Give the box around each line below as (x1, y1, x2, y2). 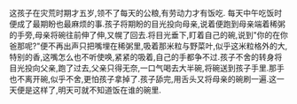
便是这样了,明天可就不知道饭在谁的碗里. (16, 85, 162, 95)
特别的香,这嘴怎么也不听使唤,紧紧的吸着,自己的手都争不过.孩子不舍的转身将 (9, 52, 283, 62)
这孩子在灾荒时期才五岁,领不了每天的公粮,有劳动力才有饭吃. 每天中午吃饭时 (9, 8, 283, 18)
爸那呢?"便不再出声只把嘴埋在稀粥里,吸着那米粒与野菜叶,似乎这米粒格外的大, (9, 41, 288, 51)
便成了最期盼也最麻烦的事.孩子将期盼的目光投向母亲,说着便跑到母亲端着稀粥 (9, 19, 286, 29)
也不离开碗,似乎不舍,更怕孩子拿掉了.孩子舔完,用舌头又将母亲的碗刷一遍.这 (9, 74, 277, 84)
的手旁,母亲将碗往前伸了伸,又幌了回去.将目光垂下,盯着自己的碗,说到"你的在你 (9, 30, 288, 40)
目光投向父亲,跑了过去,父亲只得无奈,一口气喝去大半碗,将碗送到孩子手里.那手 (9, 63, 285, 73)
